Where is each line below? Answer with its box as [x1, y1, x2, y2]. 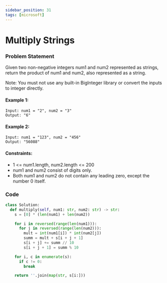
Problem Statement [5, 52, 55, 59]
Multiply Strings [5, 34, 75, 46]
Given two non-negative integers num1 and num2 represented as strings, [5, 64, 159, 70]
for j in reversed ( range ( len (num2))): [18, 226, 102, 231]
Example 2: [5, 124, 30, 130]
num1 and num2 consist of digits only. [12, 167, 92, 173]
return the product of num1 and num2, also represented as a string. [5, 70, 147, 76]
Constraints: [5, 150, 33, 156]
